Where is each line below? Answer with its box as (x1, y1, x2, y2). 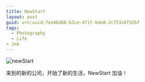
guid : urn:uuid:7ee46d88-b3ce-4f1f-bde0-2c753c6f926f (6, 19, 140, 25)
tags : (6, 25, 19, 31)
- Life (11, 36, 27, 42)
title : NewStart (6, 8, 46, 15)
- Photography (11, 30, 46, 36)
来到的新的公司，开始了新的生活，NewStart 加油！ (6, 69, 127, 76)
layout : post (6, 14, 38, 20)
